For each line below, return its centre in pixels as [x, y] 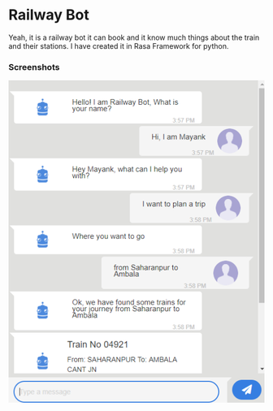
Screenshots [34, 67]
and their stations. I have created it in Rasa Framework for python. [119, 45]
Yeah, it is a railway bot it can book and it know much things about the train [134, 37]
